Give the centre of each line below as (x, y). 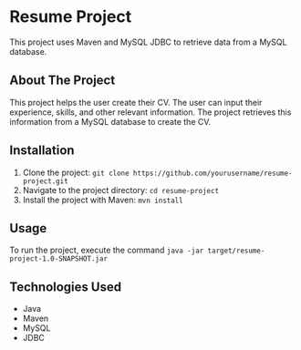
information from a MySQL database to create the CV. (110, 121)
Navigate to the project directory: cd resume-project (121, 190)
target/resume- (236, 251)
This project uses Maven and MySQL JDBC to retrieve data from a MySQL (148, 42)
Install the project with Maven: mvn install (103, 200)
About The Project (62, 81)
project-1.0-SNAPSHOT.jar (58, 259)
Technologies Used (65, 287)
